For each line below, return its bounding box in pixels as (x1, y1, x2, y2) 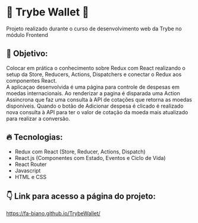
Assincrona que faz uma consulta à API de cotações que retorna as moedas (6, 96, 192, 103)
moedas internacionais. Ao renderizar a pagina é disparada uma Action (6, 89, 180, 97)
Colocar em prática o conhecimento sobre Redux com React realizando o (6, 64, 186, 71)
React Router (14, 161, 47, 168)
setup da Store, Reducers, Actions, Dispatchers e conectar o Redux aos (6, 71, 182, 78)
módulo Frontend (6, 31, 49, 38)
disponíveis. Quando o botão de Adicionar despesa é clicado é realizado (6, 102, 184, 109)
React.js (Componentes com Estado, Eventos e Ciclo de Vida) (14, 154, 166, 161)
